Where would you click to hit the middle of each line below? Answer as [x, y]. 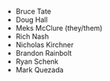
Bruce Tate [33, 11]
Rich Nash [32, 36]
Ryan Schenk [37, 61]
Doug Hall [32, 20]
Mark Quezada [40, 70]
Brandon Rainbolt [44, 53]
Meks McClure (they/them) [59, 28]
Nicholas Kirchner [45, 45]
